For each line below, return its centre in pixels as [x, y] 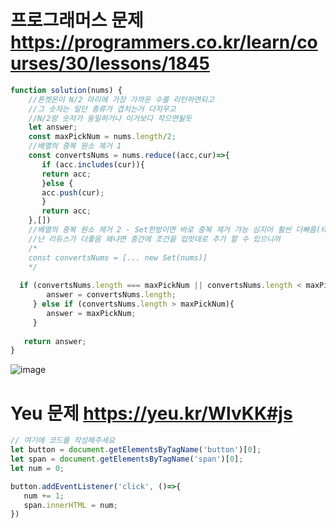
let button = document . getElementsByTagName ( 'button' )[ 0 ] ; [136, 450]
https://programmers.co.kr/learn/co [164, 42]
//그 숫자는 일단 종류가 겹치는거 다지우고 [102, 109]
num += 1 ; [44, 496]
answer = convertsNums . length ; [111, 295]
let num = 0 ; [37, 468]
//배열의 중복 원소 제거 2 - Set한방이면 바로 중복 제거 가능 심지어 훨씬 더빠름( [175, 230]
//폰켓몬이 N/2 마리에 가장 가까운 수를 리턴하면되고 [121, 99]
